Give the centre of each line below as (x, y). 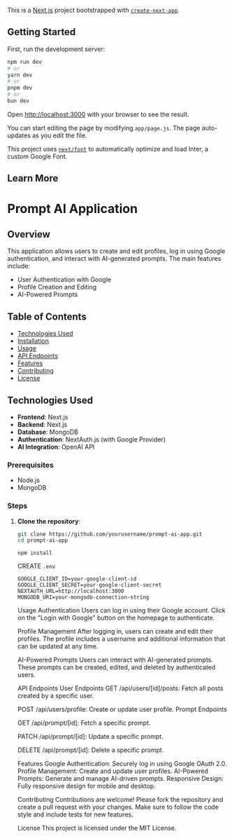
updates (19, 135)
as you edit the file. (60, 135)
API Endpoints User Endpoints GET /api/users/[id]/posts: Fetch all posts (120, 688)
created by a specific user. (56, 696)
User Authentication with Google (64, 280)
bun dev (19, 101)
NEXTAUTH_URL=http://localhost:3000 (71, 592)
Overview (29, 234)
